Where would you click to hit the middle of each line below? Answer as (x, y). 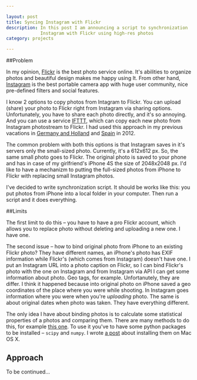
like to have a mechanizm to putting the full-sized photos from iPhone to (94, 170)
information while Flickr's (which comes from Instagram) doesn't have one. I (98, 259)
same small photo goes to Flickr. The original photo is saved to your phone (96, 157)
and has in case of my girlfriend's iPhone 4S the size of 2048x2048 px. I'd (96, 164)
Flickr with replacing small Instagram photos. (60, 176)
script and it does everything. (42, 200)
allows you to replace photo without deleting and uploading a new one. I (93, 229)
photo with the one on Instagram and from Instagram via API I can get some (98, 272)
